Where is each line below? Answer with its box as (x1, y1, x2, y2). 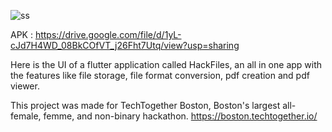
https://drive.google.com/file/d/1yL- (34, 29, 182, 40)
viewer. (10, 80, 40, 92)
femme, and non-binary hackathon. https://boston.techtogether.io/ (43, 110, 318, 122)
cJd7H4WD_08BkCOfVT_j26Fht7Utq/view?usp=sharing (10, 40, 240, 51)
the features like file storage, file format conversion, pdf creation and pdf (10, 70, 310, 81)
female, (10, 110, 42, 122)
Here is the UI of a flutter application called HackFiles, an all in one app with (10, 59, 323, 70)
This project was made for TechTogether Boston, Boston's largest (10, 100, 281, 111)
